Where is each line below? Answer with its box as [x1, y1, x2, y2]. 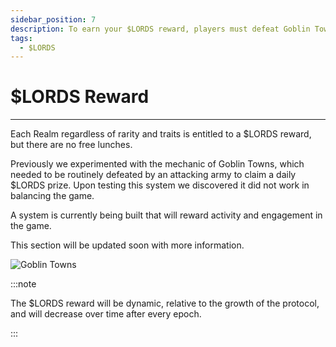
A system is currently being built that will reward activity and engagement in [10, 209, 323, 221]
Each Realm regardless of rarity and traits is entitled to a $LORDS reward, [10, 128, 312, 140]
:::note [10, 278, 37, 290]
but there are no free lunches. [10, 139, 133, 151]
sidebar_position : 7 [10, 14, 97, 25]
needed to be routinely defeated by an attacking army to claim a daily [10, 169, 297, 181]
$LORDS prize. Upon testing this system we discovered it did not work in [10, 179, 310, 191]
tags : [10, 33, 33, 43]
